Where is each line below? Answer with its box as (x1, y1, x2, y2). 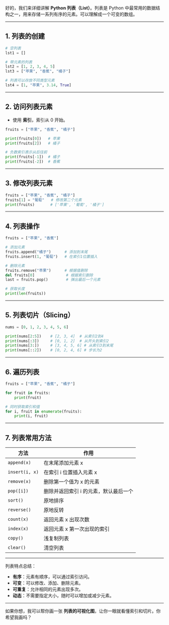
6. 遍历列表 (5, 368, 40, 376)
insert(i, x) (8, 469, 39, 475)
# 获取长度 (5, 287, 25, 292)
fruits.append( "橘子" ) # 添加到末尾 (5, 249, 88, 254)
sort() (8, 498, 24, 503)
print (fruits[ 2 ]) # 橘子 (5, 141, 60, 146)
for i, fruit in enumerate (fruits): (5, 409, 82, 414)
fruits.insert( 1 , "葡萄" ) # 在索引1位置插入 (5, 254, 98, 259)
